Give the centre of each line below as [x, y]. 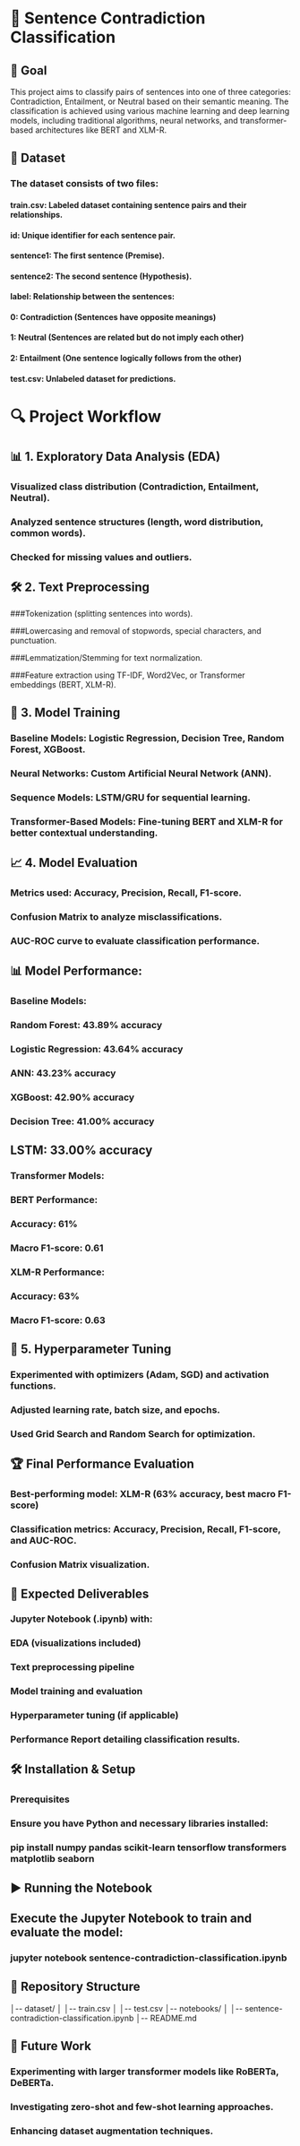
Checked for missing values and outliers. [101, 557]
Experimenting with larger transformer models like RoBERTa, [145, 2072]
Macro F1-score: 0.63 [58, 1320]
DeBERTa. [32, 2083]
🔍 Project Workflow [86, 416]
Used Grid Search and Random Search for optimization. [133, 1433]
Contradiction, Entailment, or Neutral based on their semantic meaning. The [150, 101]
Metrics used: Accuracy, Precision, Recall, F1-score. [126, 893]
